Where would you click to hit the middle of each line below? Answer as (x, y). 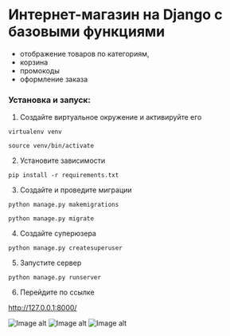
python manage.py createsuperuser (66, 248)
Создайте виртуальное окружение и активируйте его (111, 117)
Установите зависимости (62, 160)
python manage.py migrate (51, 219)
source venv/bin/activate (51, 146)
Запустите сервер (51, 263)
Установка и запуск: (50, 100)
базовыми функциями (87, 32)
